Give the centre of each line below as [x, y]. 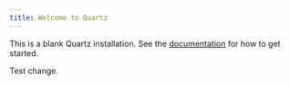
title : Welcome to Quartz [58, 18]
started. [24, 53]
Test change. [34, 71]
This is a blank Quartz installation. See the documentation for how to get [145, 43]
